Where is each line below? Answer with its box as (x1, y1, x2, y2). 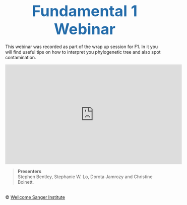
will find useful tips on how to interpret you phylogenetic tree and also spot (5, 49, 161, 55)
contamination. (5, 54, 36, 60)
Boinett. (17, 179, 34, 185)
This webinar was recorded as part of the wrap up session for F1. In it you (5, 44, 158, 50)
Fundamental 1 (32, 2, 138, 20)
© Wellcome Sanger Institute (5, 194, 66, 200)
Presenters (17, 168, 42, 174)
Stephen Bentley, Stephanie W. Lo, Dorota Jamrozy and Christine (17, 174, 153, 180)
